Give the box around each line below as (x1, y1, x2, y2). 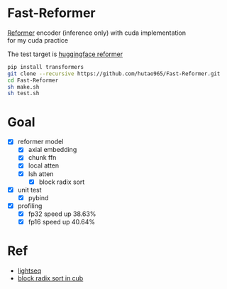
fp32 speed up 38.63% (28, 209, 96, 218)
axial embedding (28, 146, 77, 154)
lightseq (17, 266, 42, 275)
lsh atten (28, 169, 54, 178)
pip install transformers (7, 63, 84, 70)
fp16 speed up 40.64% (28, 217, 96, 226)
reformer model (17, 137, 64, 146)
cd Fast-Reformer (7, 77, 59, 84)
